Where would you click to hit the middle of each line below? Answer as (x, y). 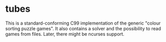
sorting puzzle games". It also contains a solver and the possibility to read (83, 28)
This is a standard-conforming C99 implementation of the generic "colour (83, 23)
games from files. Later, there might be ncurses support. (65, 34)
